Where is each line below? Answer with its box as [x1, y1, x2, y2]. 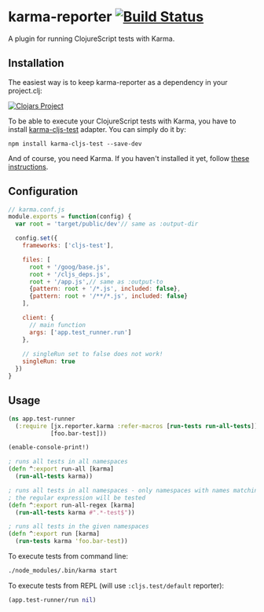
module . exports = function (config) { [8, 213, 132, 221]
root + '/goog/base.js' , [28, 263, 111, 271]
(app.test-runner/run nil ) [8, 596, 97, 604]
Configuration [8, 185, 79, 198]
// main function [28, 321, 86, 329]
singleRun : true [22, 357, 76, 365]
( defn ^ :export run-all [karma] [8, 465, 114, 473]
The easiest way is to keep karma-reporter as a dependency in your [8, 77, 228, 86]
